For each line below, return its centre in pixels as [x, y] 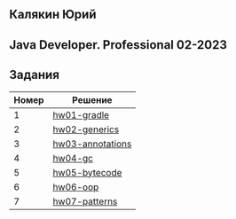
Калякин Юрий [53, 15]
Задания [35, 75]
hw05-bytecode [87, 172]
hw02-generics [86, 129]
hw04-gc [73, 158]
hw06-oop [76, 187]
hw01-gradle [81, 114]
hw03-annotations [92, 144]
